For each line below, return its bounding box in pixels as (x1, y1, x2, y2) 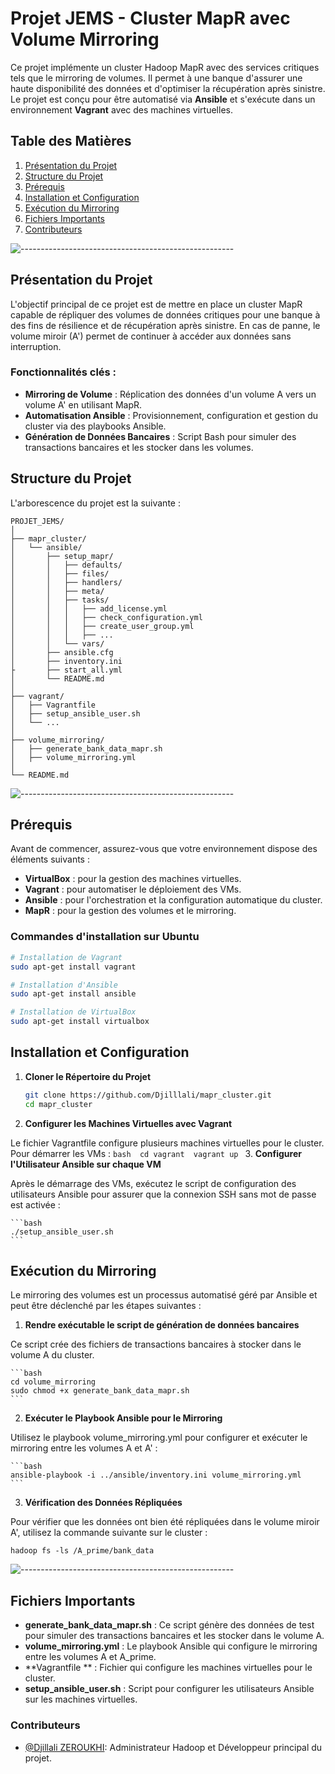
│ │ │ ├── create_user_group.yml (10, 621, 195, 631)
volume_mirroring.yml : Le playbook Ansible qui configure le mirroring (24, 1640, 318, 1652)
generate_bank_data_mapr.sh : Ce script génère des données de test (24, 1619, 315, 1631)
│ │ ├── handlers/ (10, 577, 123, 587)
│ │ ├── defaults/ (10, 560, 123, 570)
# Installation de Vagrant (10, 952, 123, 962)
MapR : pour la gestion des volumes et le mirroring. (24, 905, 237, 917)
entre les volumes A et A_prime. (24, 1651, 157, 1663)
